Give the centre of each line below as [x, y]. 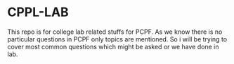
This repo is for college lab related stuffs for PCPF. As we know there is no [115, 32]
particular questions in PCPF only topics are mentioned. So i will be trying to [117, 39]
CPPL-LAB [38, 12]
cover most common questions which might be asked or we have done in [113, 46]
